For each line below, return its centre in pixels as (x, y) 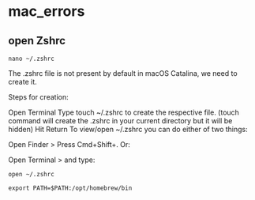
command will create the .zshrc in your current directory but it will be (120, 121)
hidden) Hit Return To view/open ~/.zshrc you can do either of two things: (128, 129)
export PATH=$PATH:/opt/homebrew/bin (70, 188)
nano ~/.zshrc (32, 58)
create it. (22, 82)
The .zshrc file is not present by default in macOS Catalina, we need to (123, 73)
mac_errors (47, 11)
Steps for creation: (38, 97)
